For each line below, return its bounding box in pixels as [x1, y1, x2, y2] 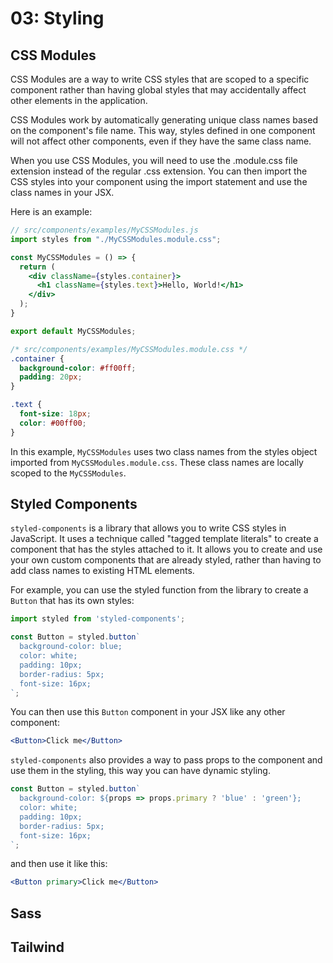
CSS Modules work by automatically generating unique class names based [10, 114, 318, 126]
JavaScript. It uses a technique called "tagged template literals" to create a [10, 533, 319, 545]
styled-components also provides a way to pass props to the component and [10, 754, 323, 766]
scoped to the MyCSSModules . [10, 467, 127, 479]
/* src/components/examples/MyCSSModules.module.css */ [10, 344, 248, 354]
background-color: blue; [19, 642, 123, 652]
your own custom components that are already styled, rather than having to [10, 554, 322, 566]
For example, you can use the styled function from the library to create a [10, 584, 309, 596]
